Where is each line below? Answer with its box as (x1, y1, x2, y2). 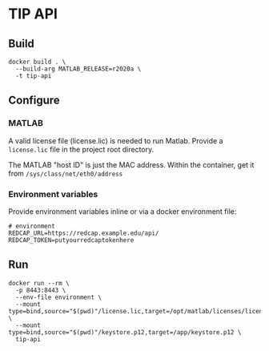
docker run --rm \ (8, 279, 70, 287)
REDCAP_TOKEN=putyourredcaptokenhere (8, 236, 134, 244)
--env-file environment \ (15, 293, 102, 301)
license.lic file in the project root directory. (8, 144, 155, 154)
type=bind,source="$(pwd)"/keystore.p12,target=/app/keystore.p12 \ (8, 328, 242, 337)
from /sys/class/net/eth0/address (8, 168, 123, 178)
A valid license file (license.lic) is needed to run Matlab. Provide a (8, 135, 223, 145)
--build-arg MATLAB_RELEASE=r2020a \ (15, 65, 142, 73)
